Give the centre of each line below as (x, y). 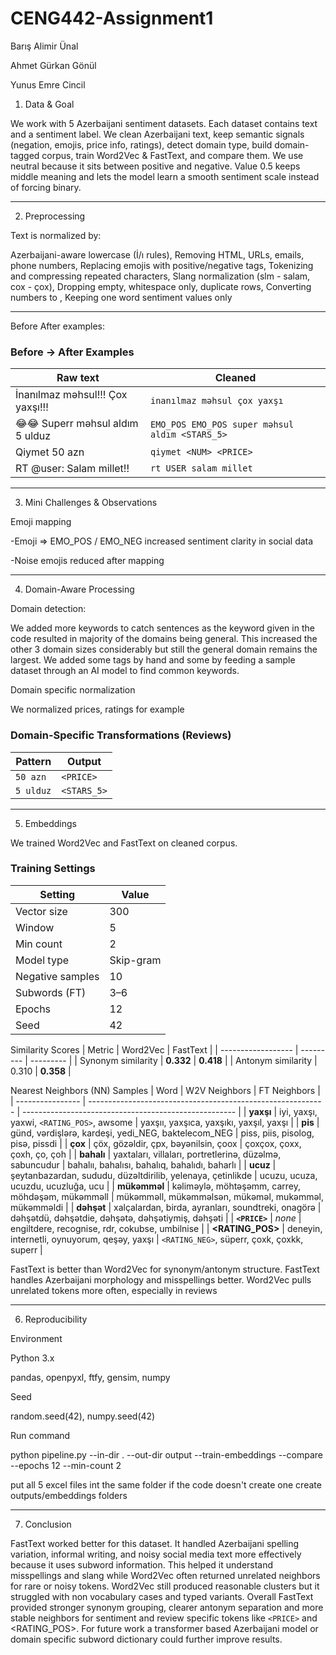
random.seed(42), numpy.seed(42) (83, 1416)
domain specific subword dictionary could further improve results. (146, 1639)
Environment (36, 1338)
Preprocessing (55, 216)
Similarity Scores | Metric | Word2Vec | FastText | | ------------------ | (154, 1049)
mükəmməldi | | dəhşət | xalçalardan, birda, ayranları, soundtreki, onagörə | (166, 1207)
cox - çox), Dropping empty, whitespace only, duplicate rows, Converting (161, 286)
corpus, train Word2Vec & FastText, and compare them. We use (172, 155)
